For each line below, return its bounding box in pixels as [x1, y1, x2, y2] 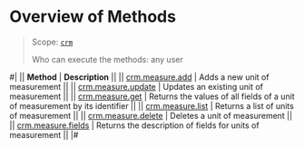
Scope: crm [31, 36, 74, 47]
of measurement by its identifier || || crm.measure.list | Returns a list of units [9, 100, 295, 111]
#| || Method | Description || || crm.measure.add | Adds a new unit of [9, 71, 270, 83]
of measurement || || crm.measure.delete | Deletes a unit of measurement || [9, 110, 293, 121]
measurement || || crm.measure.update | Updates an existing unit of [9, 81, 264, 92]
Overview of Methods [9, 6, 177, 27]
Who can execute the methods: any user [31, 54, 183, 64]
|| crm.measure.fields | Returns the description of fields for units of [9, 120, 260, 131]
